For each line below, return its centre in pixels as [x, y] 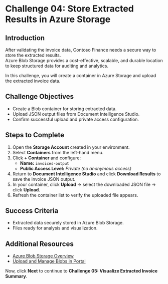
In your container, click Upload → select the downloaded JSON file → [84, 184]
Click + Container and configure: [47, 158]
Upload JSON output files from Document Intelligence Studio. [76, 114]
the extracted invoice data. [33, 81]
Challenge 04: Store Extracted [69, 9]
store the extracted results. [33, 55]
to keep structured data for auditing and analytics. [57, 66]
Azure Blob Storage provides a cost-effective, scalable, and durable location [84, 60]
